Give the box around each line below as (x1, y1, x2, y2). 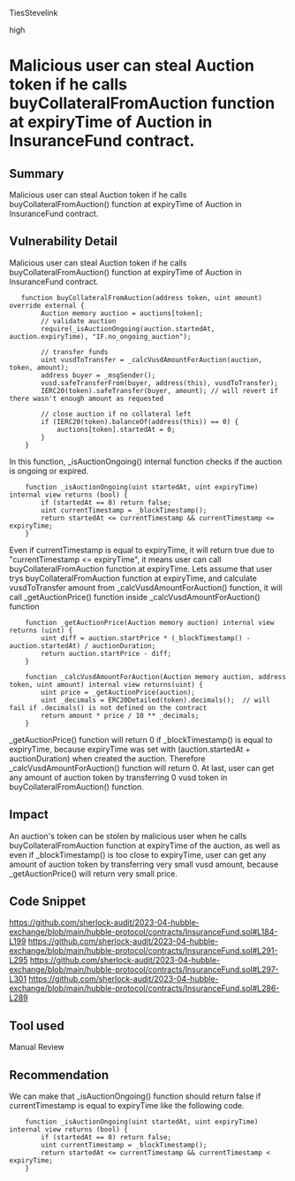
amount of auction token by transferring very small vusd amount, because (9, 859, 279, 869)
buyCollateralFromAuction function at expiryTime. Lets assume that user (9, 563, 273, 574)
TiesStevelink (9, 8, 58, 18)
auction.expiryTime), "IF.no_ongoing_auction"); (9, 332, 192, 341)
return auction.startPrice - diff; (41, 649, 172, 658)
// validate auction (41, 316, 117, 326)
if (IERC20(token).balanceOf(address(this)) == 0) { (41, 417, 239, 426)
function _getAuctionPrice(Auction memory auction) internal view (25, 618, 275, 627)
